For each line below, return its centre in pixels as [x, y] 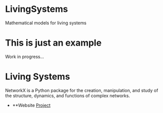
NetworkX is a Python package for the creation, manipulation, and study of [82, 90]
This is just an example [53, 43]
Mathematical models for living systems [46, 23]
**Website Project [31, 105]
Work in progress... [25, 56]
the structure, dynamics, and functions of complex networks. [68, 96]
